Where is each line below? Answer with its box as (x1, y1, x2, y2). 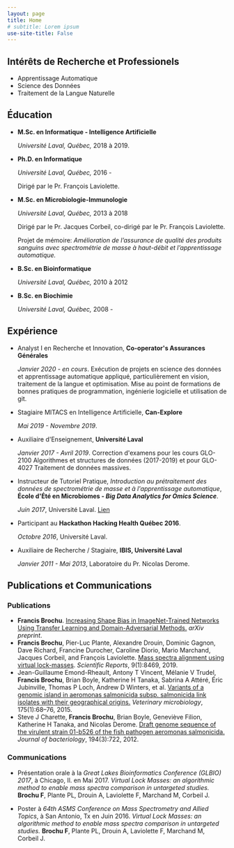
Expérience (7, 326, 58, 337)
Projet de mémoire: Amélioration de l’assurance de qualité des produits (17, 235, 222, 244)
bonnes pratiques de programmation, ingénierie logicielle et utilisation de (17, 387, 227, 395)
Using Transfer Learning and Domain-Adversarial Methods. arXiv (17, 624, 204, 632)
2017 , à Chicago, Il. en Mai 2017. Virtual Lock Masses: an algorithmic (17, 776, 214, 784)
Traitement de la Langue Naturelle (17, 89, 115, 98)
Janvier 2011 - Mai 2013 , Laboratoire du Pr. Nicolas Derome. (17, 560, 190, 568)
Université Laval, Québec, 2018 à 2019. (17, 141, 130, 149)
